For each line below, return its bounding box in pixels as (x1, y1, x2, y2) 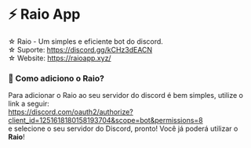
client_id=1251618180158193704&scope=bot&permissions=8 (8, 116, 203, 125)
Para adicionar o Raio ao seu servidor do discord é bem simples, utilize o (8, 91, 243, 100)
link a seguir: (8, 99, 49, 109)
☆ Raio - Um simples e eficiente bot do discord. (8, 36, 163, 46)
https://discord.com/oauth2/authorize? (8, 107, 133, 117)
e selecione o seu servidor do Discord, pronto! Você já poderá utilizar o (8, 124, 238, 133)
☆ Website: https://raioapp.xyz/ (8, 53, 111, 63)
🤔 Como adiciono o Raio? (8, 73, 104, 84)
